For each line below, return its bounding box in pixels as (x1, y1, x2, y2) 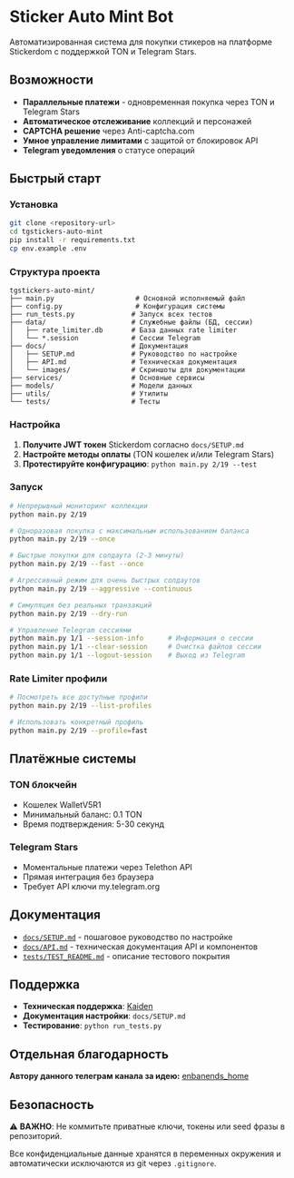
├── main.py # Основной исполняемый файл (9, 294, 246, 303)
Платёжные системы (9, 751, 136, 767)
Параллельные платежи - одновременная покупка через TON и (22, 96, 275, 107)
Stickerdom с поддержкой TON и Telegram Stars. (9, 45, 197, 56)
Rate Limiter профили (9, 672, 108, 684)
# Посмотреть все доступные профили (9, 692, 148, 702)
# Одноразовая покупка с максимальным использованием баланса (9, 526, 250, 535)
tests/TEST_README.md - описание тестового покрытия (22, 950, 230, 961)
